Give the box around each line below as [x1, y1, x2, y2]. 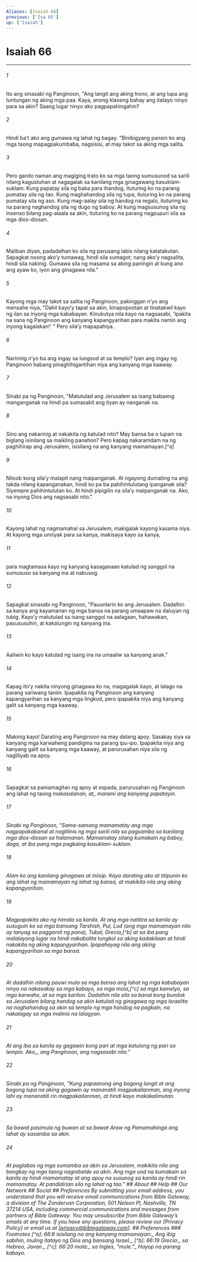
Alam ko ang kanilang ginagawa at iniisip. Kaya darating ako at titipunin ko [6, 872, 188, 879]
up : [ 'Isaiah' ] [6, 19, 43, 25]
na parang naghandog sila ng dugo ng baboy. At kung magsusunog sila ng [6, 203, 186, 210]
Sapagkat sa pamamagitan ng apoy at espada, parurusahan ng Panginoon [6, 784, 185, 791]
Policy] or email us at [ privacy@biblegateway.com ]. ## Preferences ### [6, 1224, 181, 1231]
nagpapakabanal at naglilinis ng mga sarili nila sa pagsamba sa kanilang [6, 828, 185, 835]
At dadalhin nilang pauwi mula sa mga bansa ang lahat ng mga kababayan [6, 979, 189, 986]
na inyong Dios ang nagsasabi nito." [6, 493, 93, 500]
